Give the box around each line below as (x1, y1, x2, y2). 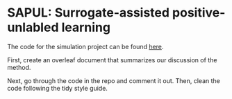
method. (7, 63, 31, 71)
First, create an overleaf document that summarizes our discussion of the (7, 55, 217, 64)
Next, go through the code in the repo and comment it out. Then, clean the (7, 76, 220, 84)
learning (61, 19, 111, 35)
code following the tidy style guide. (7, 84, 108, 92)
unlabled (7, 19, 59, 35)
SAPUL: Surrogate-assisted (7, 5, 170, 21)
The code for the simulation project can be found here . (7, 42, 164, 51)
